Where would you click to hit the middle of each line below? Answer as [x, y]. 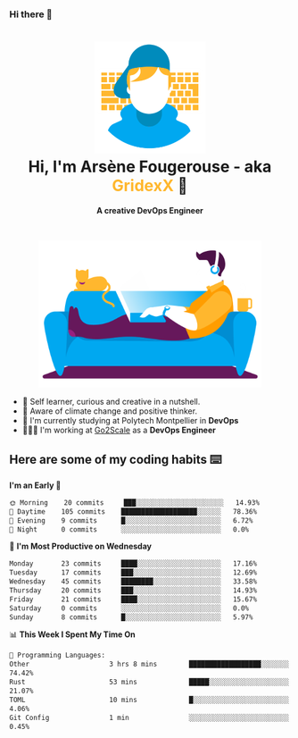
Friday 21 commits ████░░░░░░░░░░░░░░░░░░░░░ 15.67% [133, 600]
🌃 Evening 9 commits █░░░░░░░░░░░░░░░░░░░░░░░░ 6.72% [131, 521]
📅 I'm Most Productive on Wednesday [80, 546]
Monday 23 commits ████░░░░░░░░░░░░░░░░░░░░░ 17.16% [133, 564]
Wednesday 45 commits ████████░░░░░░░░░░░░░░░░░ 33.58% [133, 582]
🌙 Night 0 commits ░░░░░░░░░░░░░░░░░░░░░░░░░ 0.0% [129, 530]
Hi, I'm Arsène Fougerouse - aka [150, 167]
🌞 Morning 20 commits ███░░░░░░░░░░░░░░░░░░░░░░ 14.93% [135, 503]
